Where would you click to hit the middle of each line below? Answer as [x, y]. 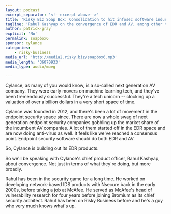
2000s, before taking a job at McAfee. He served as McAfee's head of [79, 190]
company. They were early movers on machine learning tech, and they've [82, 91]
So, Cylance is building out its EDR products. [52, 148]
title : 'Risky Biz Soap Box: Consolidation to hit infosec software [79, 19]
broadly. [14, 169]
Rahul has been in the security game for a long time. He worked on [75, 179]
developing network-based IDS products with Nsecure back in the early [80, 185]
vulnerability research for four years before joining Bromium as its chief [80, 195]
